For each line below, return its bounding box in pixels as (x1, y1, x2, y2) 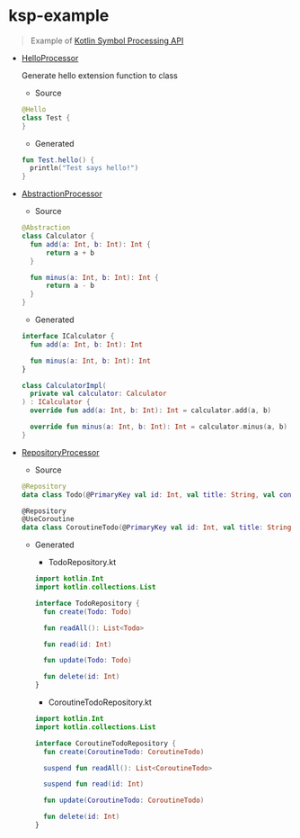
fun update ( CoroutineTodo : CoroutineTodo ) (42, 796, 205, 806)
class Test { (21, 113, 71, 122)
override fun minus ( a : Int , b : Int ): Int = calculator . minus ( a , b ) (30, 422, 288, 432)
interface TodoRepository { (34, 599, 140, 608)
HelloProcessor (21, 52, 79, 63)
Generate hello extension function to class (21, 69, 179, 81)
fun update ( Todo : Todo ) (42, 656, 132, 665)
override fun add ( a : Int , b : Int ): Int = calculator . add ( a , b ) (30, 406, 271, 415)
